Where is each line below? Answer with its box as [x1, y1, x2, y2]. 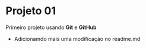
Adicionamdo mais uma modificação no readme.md [14, 35, 141, 42]
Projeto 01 [5, 4, 56, 18]
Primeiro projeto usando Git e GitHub [5, 24, 97, 31]
